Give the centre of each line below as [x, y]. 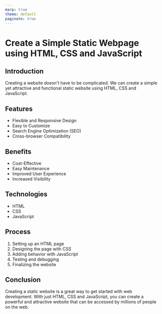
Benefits [18, 151]
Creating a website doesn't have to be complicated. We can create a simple [81, 83]
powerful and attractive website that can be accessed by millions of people [81, 302]
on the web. [17, 307]
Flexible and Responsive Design [44, 121]
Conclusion [23, 280]
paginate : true [21, 19]
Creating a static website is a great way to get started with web [69, 292]
